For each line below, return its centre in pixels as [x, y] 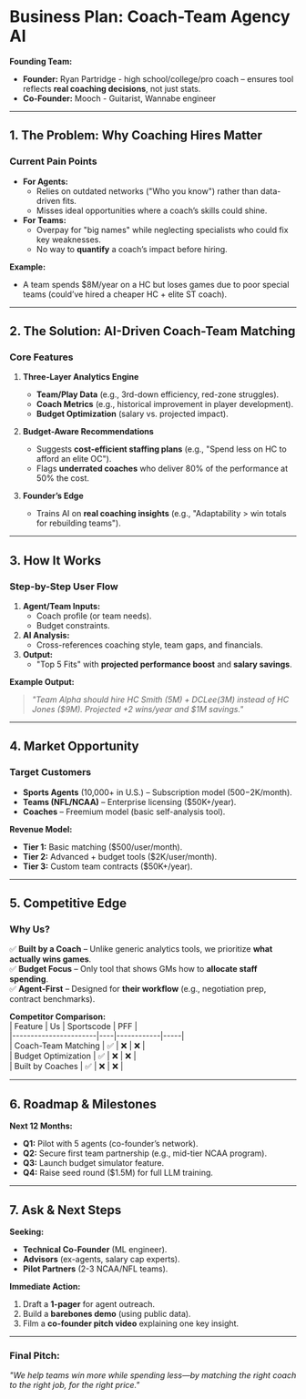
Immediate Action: [45, 1287]
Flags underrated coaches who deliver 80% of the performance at [162, 469]
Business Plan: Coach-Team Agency [150, 17]
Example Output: [42, 682]
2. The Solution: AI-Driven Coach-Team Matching [153, 331]
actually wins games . [51, 959]
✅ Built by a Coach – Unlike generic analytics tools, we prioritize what [141, 949]
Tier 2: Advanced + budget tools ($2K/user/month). [120, 856]
